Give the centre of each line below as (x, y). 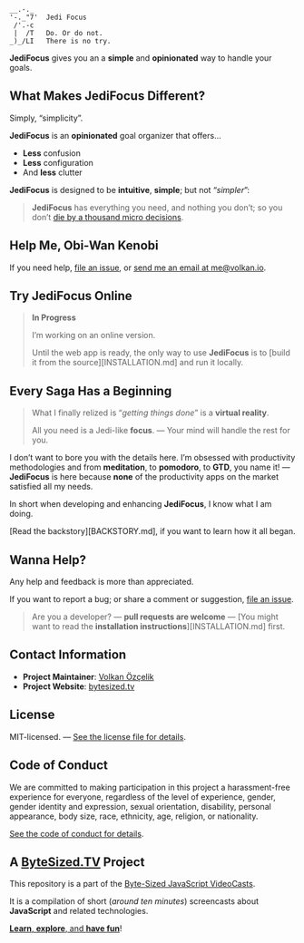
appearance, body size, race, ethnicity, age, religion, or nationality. (134, 816)
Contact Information (68, 655)
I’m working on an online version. (93, 335)
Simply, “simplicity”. (46, 118)
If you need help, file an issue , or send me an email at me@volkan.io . (138, 267)
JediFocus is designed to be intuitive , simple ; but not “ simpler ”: (130, 190)
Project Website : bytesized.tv (78, 686)
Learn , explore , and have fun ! (66, 928)
